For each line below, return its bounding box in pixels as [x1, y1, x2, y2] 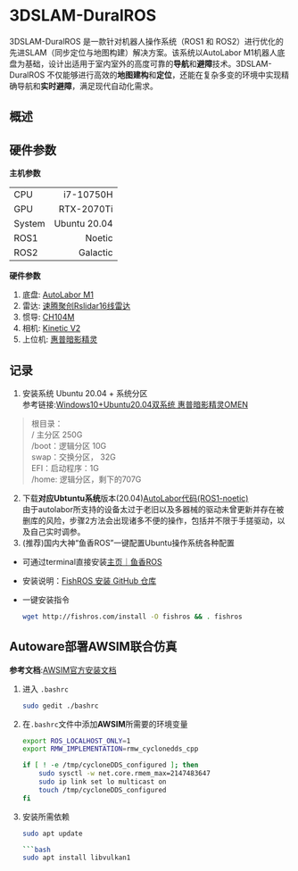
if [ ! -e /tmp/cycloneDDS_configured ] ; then [21, 760, 199, 770]
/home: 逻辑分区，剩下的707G [30, 474, 142, 485]
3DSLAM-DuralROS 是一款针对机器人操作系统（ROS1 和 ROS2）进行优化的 [9, 36, 284, 46]
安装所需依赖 [21, 811, 70, 822]
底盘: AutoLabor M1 [21, 289, 94, 300]
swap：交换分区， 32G [30, 452, 116, 462]
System [13, 218, 46, 230]
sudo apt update [21, 829, 83, 838]
